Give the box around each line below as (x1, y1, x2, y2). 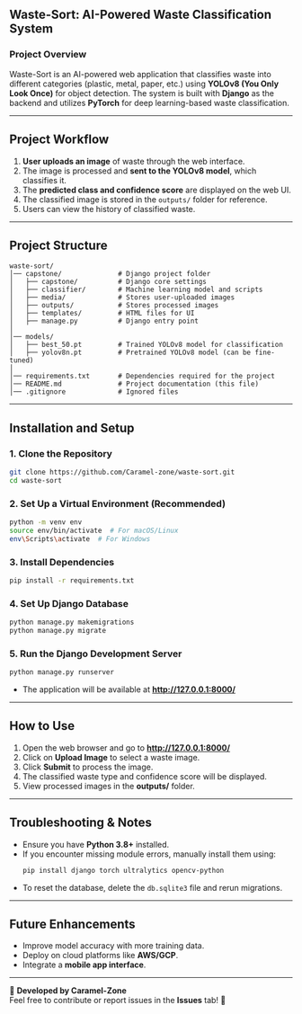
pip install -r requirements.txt (9, 575, 135, 585)
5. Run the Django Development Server (9, 647, 182, 660)
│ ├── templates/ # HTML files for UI (9, 309, 195, 318)
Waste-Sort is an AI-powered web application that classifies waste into (9, 68, 271, 79)
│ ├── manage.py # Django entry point (9, 316, 200, 326)
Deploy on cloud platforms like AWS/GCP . (22, 950, 179, 961)
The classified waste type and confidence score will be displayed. (22, 770, 267, 781)
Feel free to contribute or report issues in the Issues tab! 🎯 (9, 995, 226, 1006)
